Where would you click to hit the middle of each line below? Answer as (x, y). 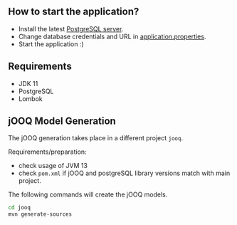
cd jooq (20, 208)
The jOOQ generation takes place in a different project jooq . (96, 138)
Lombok (31, 98)
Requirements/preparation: (48, 152)
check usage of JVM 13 (53, 166)
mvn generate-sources (40, 214)
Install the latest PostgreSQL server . (71, 28)
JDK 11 (28, 83)
